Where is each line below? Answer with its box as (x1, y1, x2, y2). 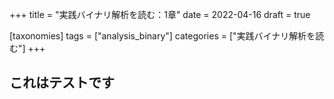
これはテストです (9, 74, 115, 92)
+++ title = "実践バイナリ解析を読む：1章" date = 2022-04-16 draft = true (9, 9, 311, 20)
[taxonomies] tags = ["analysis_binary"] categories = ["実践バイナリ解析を (9, 30, 316, 42)
